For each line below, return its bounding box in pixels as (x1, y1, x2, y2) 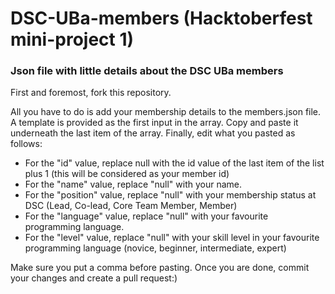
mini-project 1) (10, 28, 135, 51)
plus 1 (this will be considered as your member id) (24, 168, 230, 180)
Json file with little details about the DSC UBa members (10, 64, 284, 78)
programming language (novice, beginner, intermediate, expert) (24, 242, 287, 254)
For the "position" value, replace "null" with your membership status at (24, 189, 317, 201)
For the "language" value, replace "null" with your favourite (24, 210, 269, 222)
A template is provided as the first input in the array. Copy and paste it (10, 117, 299, 129)
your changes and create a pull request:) (10, 272, 178, 284)
